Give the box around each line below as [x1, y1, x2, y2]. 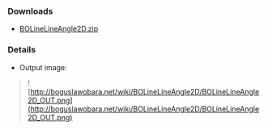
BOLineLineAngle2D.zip [19, 24, 99, 34]
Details [7, 44, 36, 56]
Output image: [19, 62, 68, 72]
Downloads [7, 6, 53, 17]
